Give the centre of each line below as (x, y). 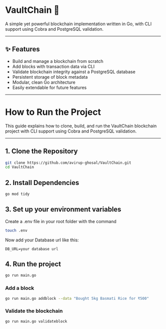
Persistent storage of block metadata (50, 77)
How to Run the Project (53, 112)
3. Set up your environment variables (63, 210)
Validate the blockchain (34, 311)
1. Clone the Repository (41, 151)
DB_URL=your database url (32, 249)
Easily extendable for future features (49, 87)
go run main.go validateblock (36, 321)
